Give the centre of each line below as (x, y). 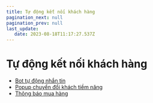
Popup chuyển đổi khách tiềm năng (59, 87)
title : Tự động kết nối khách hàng (51, 12)
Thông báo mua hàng (41, 93)
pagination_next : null (34, 17)
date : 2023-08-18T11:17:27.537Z (55, 34)
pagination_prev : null (34, 23)
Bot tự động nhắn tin (40, 81)
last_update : (22, 29)
